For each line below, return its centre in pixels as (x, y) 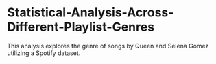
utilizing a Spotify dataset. (44, 53)
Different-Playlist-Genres (81, 27)
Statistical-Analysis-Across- (91, 13)
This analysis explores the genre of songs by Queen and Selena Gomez (108, 46)
